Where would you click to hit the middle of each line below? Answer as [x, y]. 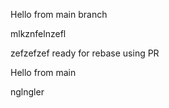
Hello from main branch [59, 14]
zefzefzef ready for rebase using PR [85, 53]
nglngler [27, 92]
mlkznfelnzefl [38, 33]
